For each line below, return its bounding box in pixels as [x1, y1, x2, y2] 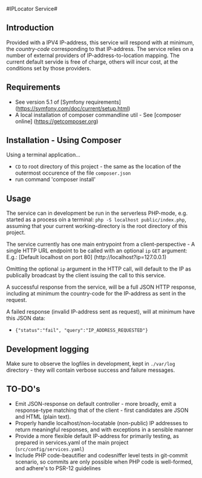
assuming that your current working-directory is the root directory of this [6, 223, 188, 230]
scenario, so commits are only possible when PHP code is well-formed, [15, 458, 193, 465]
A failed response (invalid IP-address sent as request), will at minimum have [6, 308, 195, 315]
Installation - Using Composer [6, 135, 122, 146]
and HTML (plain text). [15, 412, 71, 420]
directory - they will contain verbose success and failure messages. [6, 366, 175, 374]
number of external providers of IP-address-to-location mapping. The [6, 52, 180, 59]
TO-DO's [6, 384, 41, 394]
